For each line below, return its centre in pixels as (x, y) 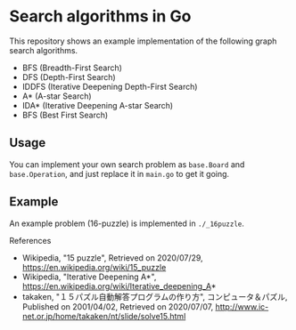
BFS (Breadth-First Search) (72, 68)
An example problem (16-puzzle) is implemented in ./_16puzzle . (127, 223)
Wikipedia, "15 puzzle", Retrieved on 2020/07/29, (112, 258)
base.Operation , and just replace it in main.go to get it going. (119, 173)
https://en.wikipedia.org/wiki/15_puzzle (94, 267)
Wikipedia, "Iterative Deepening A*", (89, 277)
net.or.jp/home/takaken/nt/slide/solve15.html (104, 316)
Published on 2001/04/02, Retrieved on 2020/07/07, (118, 306)
